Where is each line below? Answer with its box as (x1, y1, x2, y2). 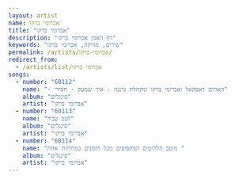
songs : (8, 70, 30, 78)
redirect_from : (8, 56, 59, 64)
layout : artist (8, 11, 59, 20)
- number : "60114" (15, 136, 77, 145)
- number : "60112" (15, 78, 77, 86)
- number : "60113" (15, 108, 77, 116)
